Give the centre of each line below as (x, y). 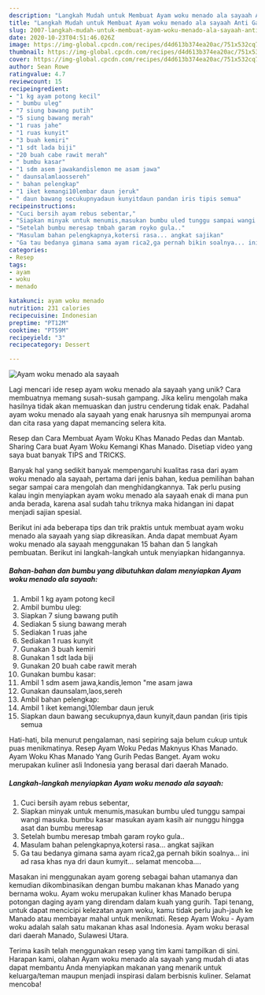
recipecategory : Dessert (50, 345)
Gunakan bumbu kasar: (58, 674)
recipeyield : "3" (37, 337)
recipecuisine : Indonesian (53, 315)
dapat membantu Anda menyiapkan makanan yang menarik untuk (116, 967)
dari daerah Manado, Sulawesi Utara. (69, 936)
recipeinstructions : (43, 206)
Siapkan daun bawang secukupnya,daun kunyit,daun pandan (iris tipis (134, 716)
